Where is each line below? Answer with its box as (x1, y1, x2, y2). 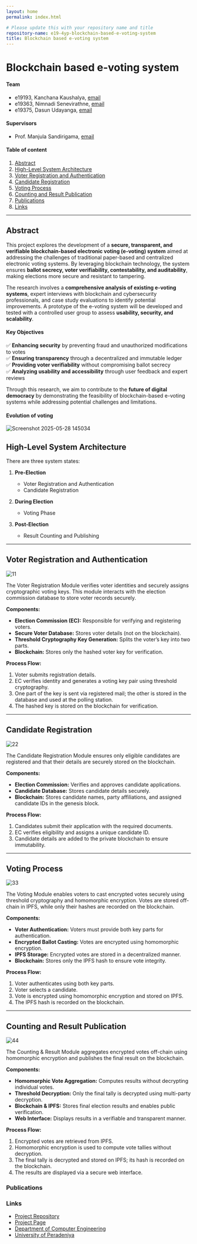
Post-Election (14, 521, 49, 528)
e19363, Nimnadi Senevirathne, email (14, 100, 104, 107)
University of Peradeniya (14, 1232, 75, 1239)
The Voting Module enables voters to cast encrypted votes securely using (6, 891, 185, 898)
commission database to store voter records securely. (6, 594, 137, 601)
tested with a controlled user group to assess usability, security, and (6, 309, 174, 316)
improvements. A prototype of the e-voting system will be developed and (6, 302, 183, 309)
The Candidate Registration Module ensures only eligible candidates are (6, 752, 180, 759)
